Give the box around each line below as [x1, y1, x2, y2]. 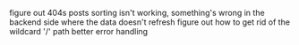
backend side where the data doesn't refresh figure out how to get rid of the [9, 17, 291, 27]
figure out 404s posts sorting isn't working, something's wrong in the [9, 8, 266, 18]
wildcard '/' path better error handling [9, 26, 149, 36]
